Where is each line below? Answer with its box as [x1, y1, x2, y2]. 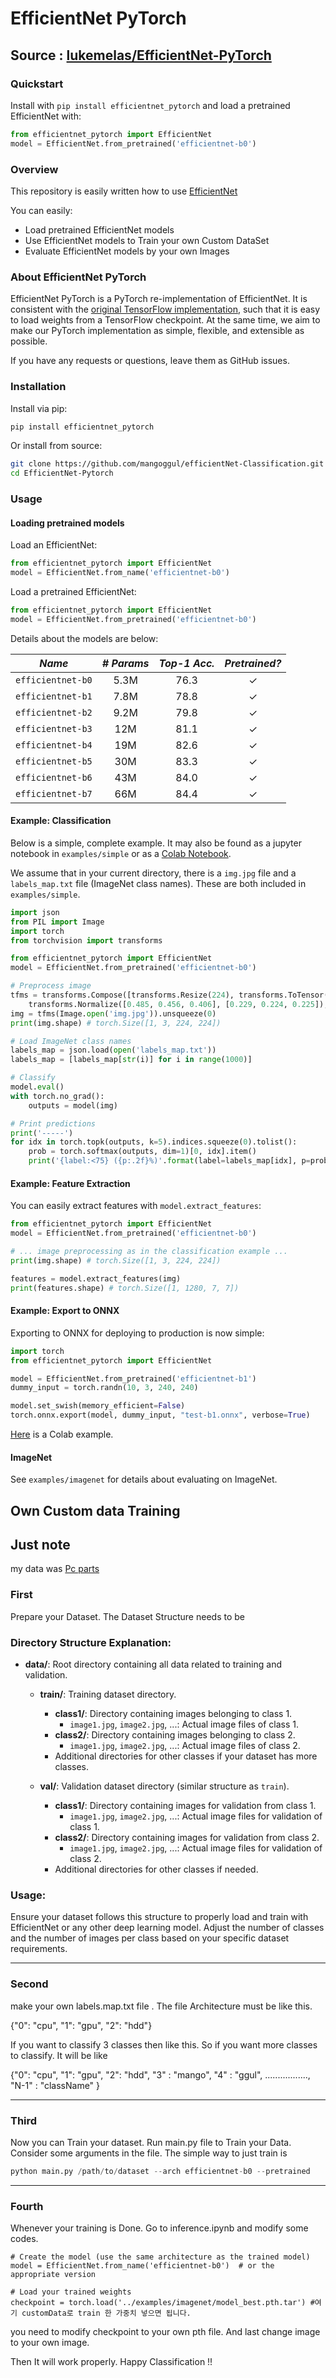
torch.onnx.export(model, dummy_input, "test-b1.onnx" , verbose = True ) [10, 1410, 311, 1421]
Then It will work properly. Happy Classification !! [10, 2356, 213, 2368]
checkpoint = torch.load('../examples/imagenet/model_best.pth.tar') [10, 2298, 307, 2308]
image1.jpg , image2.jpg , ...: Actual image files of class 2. [69, 1740, 301, 1751]
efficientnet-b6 [15, 772, 93, 783]
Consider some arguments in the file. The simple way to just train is [10, 2147, 288, 2159]
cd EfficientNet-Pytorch [10, 468, 114, 479]
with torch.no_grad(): [10, 1091, 105, 1101]
